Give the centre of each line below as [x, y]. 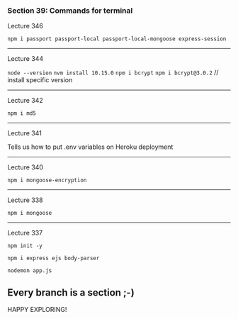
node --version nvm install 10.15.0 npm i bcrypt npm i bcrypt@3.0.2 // [113, 72]
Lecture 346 [25, 26]
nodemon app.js [30, 271]
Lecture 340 [25, 167]
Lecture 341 [25, 133]
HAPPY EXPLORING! [37, 310]
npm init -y [25, 246]
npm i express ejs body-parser [53, 258]
